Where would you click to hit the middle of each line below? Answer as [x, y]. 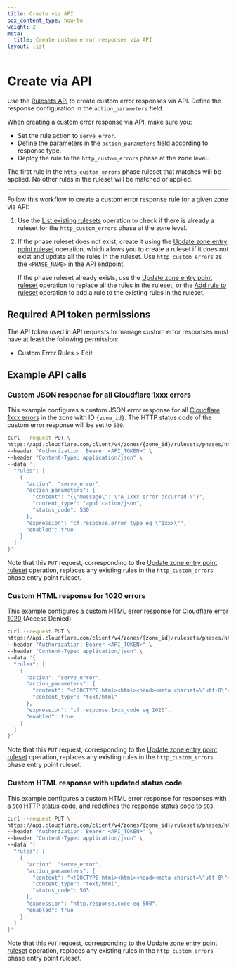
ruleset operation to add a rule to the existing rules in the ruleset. [111, 292]
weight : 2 [22, 27]
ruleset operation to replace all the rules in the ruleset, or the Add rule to [122, 285]
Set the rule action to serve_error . [67, 135]
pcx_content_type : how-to [45, 20]
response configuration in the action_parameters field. [86, 108]
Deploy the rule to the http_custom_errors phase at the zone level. [113, 158]
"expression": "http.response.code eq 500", [92, 904]
